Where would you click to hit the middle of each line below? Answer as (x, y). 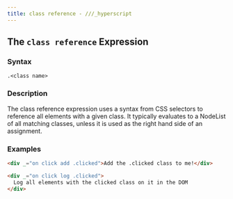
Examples (24, 149)
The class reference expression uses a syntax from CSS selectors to (105, 109)
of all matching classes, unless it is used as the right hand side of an (105, 123)
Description (27, 93)
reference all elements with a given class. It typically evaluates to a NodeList (116, 116)
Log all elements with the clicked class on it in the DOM (101, 182)
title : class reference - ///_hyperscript (70, 14)
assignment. (25, 131)
